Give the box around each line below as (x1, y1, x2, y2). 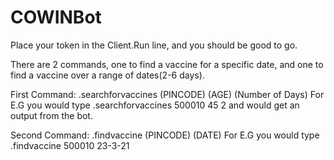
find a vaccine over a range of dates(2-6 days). (10, 69, 205, 81)
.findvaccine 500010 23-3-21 (10, 139, 130, 151)
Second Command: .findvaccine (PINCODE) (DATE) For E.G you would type (10, 129, 320, 141)
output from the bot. (10, 109, 93, 121)
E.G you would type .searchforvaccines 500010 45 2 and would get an (10, 99, 300, 111)
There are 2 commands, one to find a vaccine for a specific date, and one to (10, 58, 324, 70)
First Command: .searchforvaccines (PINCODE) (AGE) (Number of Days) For (10, 88, 325, 100)
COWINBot (10, 6, 102, 29)
